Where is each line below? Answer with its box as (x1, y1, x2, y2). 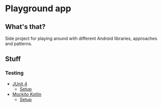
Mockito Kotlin (12, 91, 42, 97)
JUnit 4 (12, 80, 28, 86)
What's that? (5, 23, 46, 31)
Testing (5, 70, 24, 77)
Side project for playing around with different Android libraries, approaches (5, 35, 158, 41)
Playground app (5, 3, 71, 14)
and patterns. (5, 41, 32, 47)
